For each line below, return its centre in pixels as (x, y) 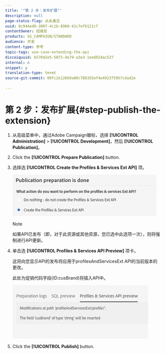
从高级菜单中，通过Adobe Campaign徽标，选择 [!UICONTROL (75, 135)
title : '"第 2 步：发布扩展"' (34, 10)
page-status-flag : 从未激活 (33, 21)
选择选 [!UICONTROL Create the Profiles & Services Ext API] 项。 (80, 167)
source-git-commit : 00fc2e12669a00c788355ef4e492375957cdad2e (70, 78)
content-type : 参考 (24, 47)
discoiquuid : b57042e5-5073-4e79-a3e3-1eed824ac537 (59, 57)
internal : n (17, 62)
